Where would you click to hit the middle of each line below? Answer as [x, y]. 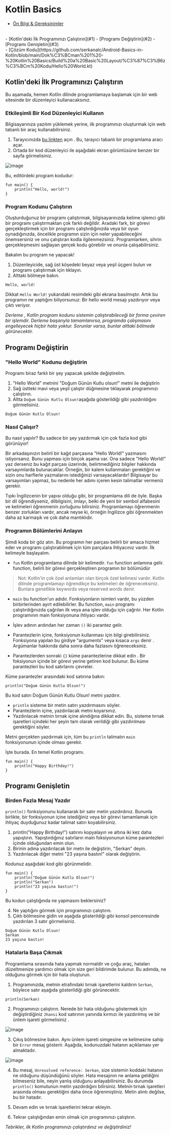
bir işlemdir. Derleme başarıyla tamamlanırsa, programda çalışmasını [78, 321]
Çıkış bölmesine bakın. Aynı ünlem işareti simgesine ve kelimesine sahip [88, 1039]
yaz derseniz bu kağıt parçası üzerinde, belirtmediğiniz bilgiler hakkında [81, 464]
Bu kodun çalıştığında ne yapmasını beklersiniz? [56, 901]
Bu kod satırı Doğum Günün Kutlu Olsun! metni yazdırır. [63, 695]
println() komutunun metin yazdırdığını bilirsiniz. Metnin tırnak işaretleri [89, 1086]
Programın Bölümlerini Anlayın [44, 531]
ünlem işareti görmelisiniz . [41, 1020]
